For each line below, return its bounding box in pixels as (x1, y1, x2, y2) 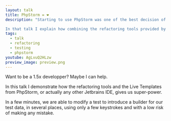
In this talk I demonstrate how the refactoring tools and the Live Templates (5, 84, 162, 90)
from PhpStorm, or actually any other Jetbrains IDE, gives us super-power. (5, 89, 162, 95)
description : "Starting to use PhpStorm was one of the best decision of (5, 17, 166, 22)
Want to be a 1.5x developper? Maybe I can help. (5, 74, 108, 80)
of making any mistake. (5, 110, 55, 116)
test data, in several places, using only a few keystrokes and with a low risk (5, 105, 164, 111)
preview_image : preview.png (5, 59, 66, 65)
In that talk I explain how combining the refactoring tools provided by (5, 26, 166, 31)
